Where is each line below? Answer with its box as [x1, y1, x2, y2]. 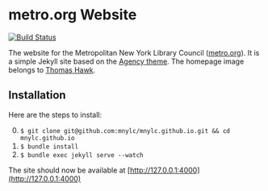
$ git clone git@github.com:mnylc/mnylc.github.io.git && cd [19, 127, 231, 135]
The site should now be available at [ [8, 165, 131, 175]
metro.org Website [8, 6, 137, 24]
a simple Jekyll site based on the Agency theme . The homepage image [8, 56, 245, 66]
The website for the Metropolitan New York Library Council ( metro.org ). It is [8, 48, 260, 57]
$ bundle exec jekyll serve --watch [19, 151, 144, 159]
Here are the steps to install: [8, 110, 103, 119]
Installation [8, 89, 66, 102]
